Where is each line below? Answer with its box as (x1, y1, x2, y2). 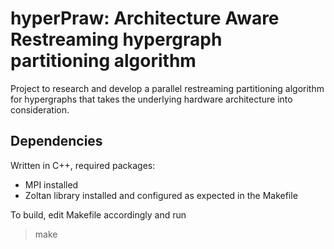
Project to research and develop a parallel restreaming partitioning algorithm (10, 82, 325, 94)
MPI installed (24, 178, 79, 191)
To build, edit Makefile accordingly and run (10, 208, 187, 221)
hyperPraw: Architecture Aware (10, 7, 280, 30)
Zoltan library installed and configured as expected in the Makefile (24, 189, 298, 201)
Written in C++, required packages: (10, 159, 156, 171)
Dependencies (10, 133, 103, 150)
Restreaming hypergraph (10, 28, 223, 51)
